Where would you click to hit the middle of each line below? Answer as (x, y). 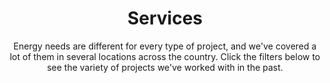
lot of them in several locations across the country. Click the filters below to (165, 56)
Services (165, 18)
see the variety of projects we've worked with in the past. (165, 67)
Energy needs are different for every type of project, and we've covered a (165, 46)
